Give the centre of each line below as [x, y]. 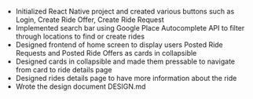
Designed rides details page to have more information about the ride [126, 78]
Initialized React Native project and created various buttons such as [125, 11]
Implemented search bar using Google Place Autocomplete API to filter [130, 28]
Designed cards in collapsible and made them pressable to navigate [125, 61]
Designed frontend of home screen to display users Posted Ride [119, 45]
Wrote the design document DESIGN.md [81, 86]
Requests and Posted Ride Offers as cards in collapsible [106, 53]
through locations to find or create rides [80, 36]
